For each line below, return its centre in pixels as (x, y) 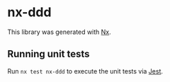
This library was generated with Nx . (59, 32)
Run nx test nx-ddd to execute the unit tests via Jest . (85, 71)
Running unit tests (49, 54)
